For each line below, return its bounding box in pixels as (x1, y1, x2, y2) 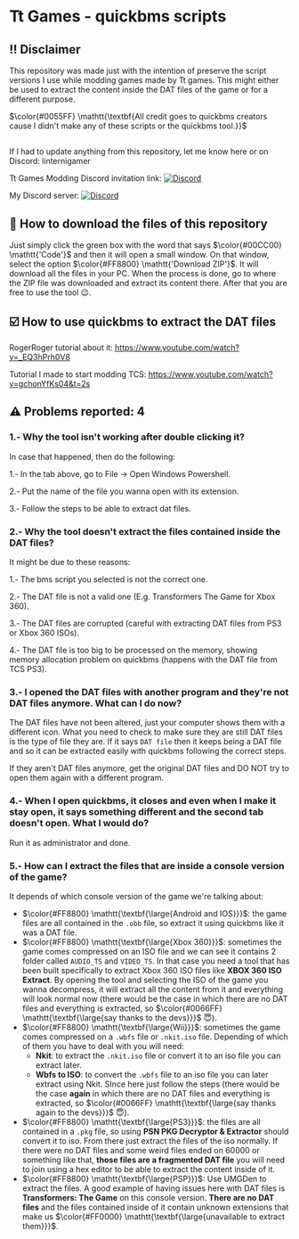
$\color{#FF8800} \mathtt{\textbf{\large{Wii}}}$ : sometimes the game (21, 1022, 281, 1032)
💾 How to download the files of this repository (9, 216, 269, 231)
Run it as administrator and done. (9, 837, 131, 848)
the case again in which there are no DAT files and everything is (35, 1087, 271, 1098)
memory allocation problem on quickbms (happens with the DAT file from (9, 654, 278, 665)
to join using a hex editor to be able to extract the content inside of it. (21, 1163, 276, 1174)
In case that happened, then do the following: (9, 451, 176, 462)
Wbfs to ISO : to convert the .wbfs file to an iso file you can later (35, 1069, 269, 1079)
